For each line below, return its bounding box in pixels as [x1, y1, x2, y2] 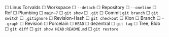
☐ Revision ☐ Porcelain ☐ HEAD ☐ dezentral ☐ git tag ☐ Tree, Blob [19, 20, 160, 26]
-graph [5, 21, 19, 26]
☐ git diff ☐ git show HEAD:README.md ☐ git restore [5, 26, 119, 32]
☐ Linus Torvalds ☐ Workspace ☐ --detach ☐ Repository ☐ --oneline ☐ [5, 5, 157, 10]
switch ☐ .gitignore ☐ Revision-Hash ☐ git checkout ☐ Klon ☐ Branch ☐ [5, 15, 161, 21]
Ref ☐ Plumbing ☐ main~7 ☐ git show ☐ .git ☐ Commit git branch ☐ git [5, 10, 158, 16]
